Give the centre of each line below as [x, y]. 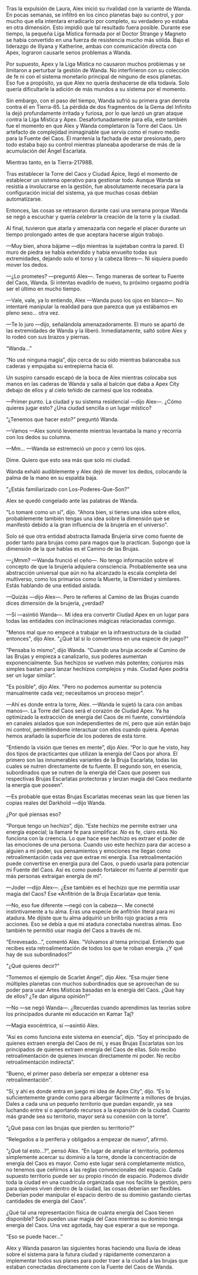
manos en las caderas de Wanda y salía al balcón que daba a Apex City [93, 384]
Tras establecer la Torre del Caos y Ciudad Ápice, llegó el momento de [92, 174]
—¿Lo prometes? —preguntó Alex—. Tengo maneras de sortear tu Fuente [95, 276]
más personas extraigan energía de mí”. [54, 876]
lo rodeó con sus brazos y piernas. [48, 337]
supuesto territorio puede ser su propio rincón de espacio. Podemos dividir [97, 1176]
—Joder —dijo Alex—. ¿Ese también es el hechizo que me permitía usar [93, 887]
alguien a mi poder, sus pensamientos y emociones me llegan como [88, 851]
